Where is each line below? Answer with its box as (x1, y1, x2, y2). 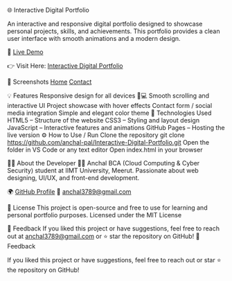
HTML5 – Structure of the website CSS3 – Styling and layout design (7, 116, 199, 124)
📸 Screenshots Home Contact (7, 78, 92, 86)
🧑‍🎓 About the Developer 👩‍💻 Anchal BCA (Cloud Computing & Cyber (7, 159, 200, 167)
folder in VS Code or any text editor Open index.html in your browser (7, 145, 203, 154)
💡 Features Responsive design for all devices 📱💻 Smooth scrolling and (7, 91, 210, 100)
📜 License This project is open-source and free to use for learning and (7, 203, 208, 212)
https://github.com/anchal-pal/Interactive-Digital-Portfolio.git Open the (7, 138, 210, 146)
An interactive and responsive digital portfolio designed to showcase (7, 20, 203, 28)
